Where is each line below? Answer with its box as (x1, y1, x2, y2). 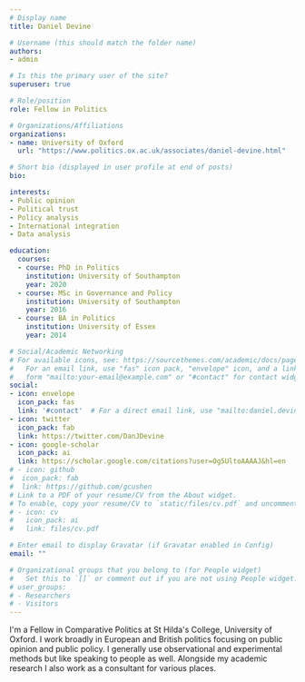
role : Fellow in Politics (9, 104, 107, 114)
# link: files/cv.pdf (9, 524, 100, 534)
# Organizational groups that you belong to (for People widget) (9, 565, 261, 575)
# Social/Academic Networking (9, 347, 124, 356)
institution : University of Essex (25, 322, 156, 331)
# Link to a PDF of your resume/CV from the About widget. (9, 490, 238, 499)
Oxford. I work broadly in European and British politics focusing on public (9, 634, 283, 645)
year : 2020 (25, 280, 67, 289)
